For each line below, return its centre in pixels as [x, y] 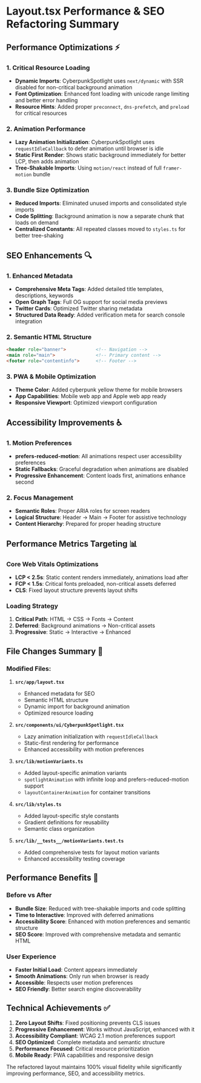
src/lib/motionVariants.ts [49, 762]
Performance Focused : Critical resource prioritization [82, 1048]
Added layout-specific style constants [71, 816]
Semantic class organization [59, 829]
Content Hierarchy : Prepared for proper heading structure [88, 524]
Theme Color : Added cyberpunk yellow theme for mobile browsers [99, 390]
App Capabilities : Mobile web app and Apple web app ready [91, 396]
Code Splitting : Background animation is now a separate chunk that [100, 216]
